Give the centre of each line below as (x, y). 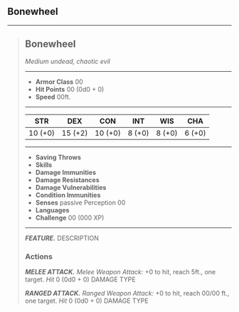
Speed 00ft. (53, 97)
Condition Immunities (68, 195)
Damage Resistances (67, 180)
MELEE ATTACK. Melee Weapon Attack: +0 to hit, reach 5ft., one (120, 271)
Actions (39, 257)
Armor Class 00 (59, 82)
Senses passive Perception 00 (80, 203)
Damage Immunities (66, 172)
